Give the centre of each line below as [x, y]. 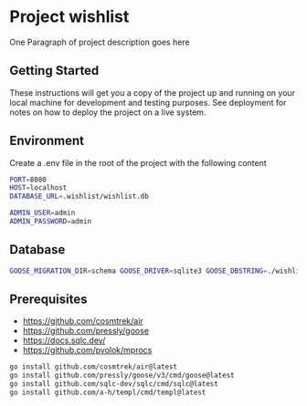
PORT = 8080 [28, 180]
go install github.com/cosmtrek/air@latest [94, 367]
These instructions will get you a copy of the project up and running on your [152, 92]
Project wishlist [69, 17]
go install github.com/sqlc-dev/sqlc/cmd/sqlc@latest [114, 384]
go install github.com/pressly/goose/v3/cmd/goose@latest [122, 376]
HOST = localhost [38, 188]
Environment [47, 141]
